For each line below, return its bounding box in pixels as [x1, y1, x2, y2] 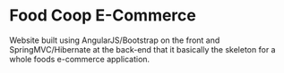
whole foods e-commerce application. [9, 53, 151, 64]
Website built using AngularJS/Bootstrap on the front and [9, 35, 220, 45]
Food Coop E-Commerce [9, 5, 197, 26]
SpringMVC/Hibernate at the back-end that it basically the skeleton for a [9, 44, 276, 54]
